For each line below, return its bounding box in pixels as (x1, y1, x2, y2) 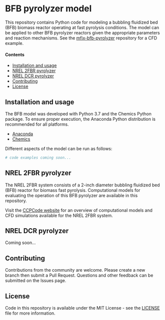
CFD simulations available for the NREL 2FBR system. (5, 213, 113, 218)
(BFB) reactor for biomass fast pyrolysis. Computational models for (5, 187, 140, 193)
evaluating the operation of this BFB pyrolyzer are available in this (5, 192, 138, 198)
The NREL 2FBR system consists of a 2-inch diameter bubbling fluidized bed (5, 182, 160, 188)
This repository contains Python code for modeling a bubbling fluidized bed (5, 19, 158, 25)
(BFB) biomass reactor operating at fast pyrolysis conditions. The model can (5, 24, 160, 30)
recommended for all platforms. (5, 121, 69, 127)
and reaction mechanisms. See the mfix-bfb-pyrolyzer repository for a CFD (5, 35, 157, 41)
